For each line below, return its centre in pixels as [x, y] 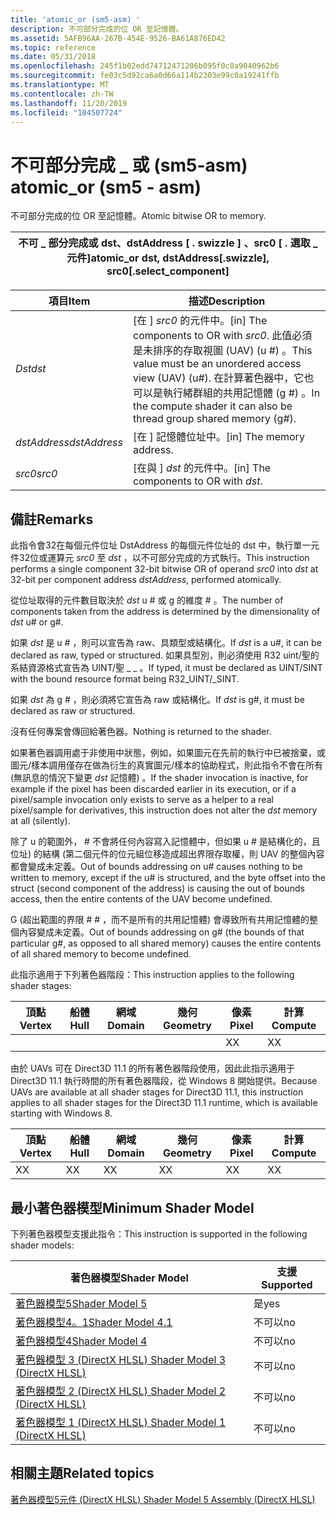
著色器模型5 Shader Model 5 [81, 1303]
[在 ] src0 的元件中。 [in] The [200, 321]
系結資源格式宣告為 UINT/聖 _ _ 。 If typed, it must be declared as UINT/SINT [166, 668]
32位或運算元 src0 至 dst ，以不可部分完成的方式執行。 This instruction [164, 558]
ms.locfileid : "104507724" [66, 112]
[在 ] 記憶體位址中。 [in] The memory [219, 437]
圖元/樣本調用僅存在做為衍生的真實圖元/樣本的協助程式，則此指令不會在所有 [167, 765]
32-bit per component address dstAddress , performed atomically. [146, 580]
